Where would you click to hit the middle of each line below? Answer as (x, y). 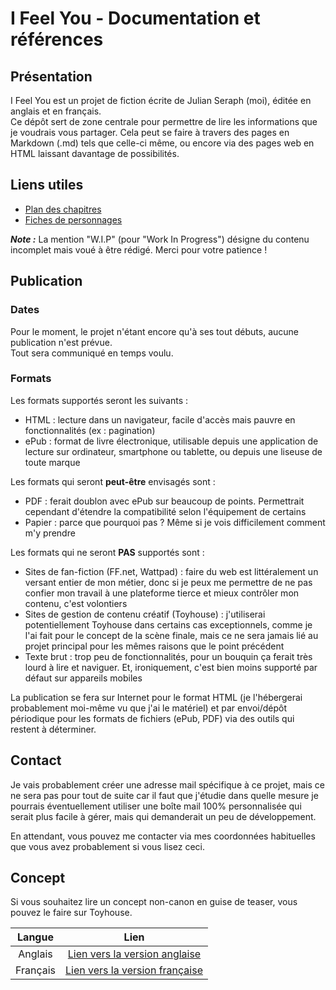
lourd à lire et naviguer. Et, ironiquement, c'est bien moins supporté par (171, 667)
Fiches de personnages (73, 219)
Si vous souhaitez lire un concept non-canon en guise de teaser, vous (154, 902)
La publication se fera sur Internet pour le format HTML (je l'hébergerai (156, 697)
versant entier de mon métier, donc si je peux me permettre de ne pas (168, 582)
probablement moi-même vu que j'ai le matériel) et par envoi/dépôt (149, 708)
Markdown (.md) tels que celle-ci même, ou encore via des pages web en (162, 143)
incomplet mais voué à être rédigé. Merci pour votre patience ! (139, 249)
